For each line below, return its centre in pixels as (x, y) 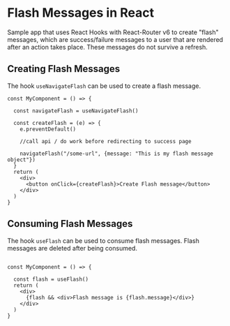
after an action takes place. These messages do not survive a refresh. (107, 47)
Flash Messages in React (81, 13)
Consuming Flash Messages (70, 224)
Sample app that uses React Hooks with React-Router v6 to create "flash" (113, 32)
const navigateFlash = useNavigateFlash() (76, 111)
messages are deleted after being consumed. (72, 248)
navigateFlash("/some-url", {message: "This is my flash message (117, 154)
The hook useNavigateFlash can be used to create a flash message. (104, 86)
